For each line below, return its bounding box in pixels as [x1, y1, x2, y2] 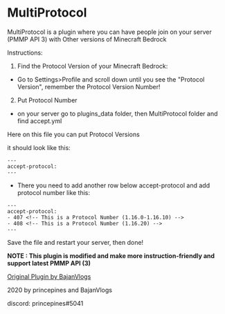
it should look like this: [7, 143, 71, 151]
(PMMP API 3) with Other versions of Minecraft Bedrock [7, 35, 167, 43]
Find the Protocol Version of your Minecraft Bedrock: [17, 62, 168, 70]
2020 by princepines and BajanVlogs [7, 286, 113, 294]
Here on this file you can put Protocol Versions [7, 130, 140, 138]
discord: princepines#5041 [7, 299, 84, 307]
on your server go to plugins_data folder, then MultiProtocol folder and [17, 109, 218, 118]
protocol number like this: [17, 188, 91, 196]
